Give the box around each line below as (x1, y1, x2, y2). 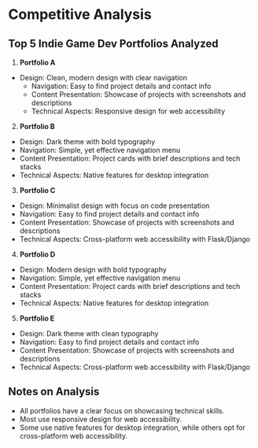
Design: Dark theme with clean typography (19, 329, 159, 338)
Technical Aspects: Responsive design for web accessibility (31, 106, 226, 116)
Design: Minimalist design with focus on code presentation (19, 201, 210, 210)
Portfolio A (19, 57, 56, 67)
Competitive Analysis (8, 6, 152, 24)
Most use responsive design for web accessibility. (19, 414, 182, 424)
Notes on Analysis (8, 385, 100, 398)
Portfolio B (19, 122, 55, 131)
